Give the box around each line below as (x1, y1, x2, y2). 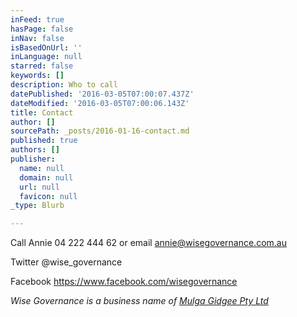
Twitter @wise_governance (10, 256, 123, 268)
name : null (19, 163, 65, 173)
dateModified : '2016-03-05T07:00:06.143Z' (10, 98, 190, 108)
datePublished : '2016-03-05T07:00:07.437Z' (10, 89, 195, 99)
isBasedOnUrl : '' (10, 42, 83, 53)
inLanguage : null (10, 52, 83, 62)
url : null (19, 182, 60, 192)
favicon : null (19, 191, 78, 201)
